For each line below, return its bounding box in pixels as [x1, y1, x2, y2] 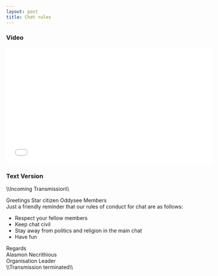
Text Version [6, 172, 44, 180]
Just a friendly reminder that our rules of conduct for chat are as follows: [6, 203, 183, 210]
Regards [6, 245, 27, 252]
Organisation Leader [6, 258, 56, 265]
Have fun [14, 233, 37, 241]
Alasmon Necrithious [6, 251, 57, 258]
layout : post [6, 8, 38, 15]
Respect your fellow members [14, 215, 88, 222]
